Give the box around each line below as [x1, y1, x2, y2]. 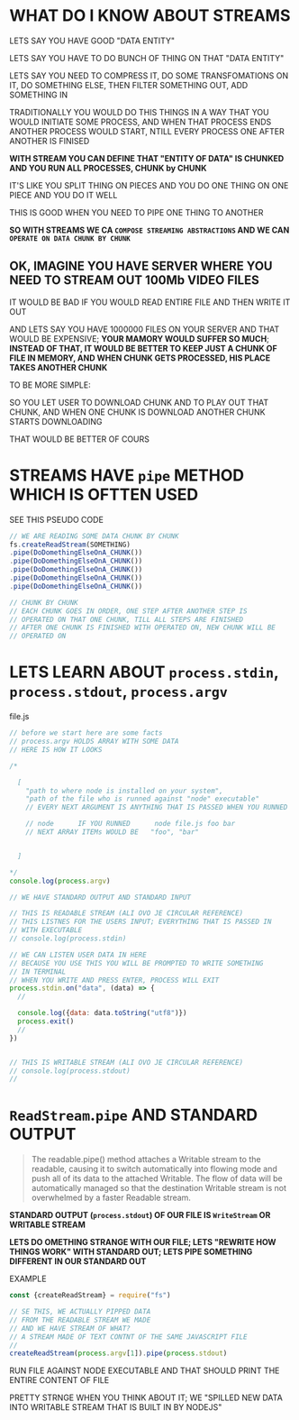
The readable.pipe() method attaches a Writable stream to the [31, 1154, 261, 1165]
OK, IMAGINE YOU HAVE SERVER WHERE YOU [9, 259, 273, 274]
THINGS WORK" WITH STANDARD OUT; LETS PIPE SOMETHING [9, 1246, 253, 1258]
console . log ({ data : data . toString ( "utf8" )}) [17, 1009, 187, 1018]
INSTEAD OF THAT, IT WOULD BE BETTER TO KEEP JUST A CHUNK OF [9, 343, 277, 353]
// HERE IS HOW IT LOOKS [9, 745, 103, 754]
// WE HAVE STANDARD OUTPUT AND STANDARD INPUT [9, 893, 192, 902]
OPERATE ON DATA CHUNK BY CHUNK [9, 234, 131, 243]
